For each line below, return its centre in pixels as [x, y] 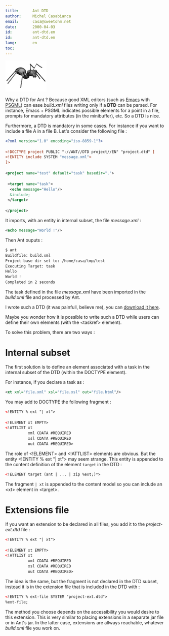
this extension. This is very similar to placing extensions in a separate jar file [85, 617]
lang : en [21, 43]
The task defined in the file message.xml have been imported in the [75, 292]
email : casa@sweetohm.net [38, 21]
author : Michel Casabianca [38, 16]
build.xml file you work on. [33, 628]
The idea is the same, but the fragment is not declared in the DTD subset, [82, 581]
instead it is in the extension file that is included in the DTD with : [73, 587]
